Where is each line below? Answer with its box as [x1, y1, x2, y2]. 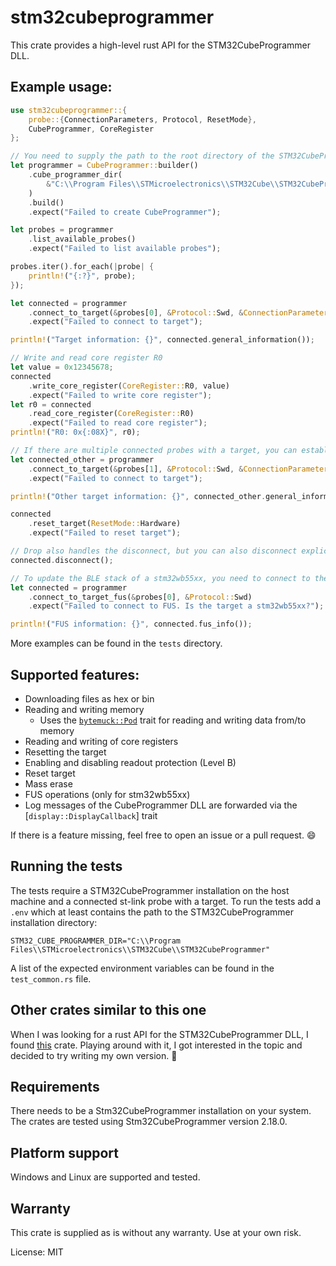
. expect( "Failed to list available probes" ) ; [28, 244, 222, 254]
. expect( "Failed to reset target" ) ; [28, 528, 182, 538]
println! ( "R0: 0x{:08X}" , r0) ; [10, 427, 141, 438]
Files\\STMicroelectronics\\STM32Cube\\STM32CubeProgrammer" [10, 944, 271, 955]
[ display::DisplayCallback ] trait [24, 809, 158, 821]
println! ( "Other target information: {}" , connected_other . [10, 491, 267, 501]
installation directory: [10, 916, 98, 928]
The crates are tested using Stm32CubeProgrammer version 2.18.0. [10, 1116, 288, 1128]
